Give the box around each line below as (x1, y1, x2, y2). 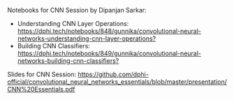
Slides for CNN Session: (7, 70, 77, 78)
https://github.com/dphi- (78, 70, 149, 78)
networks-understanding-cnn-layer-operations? (17, 34, 156, 43)
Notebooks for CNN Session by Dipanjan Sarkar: (7, 6, 147, 14)
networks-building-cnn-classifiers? (17, 57, 119, 65)
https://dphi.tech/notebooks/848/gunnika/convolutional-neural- (17, 27, 201, 35)
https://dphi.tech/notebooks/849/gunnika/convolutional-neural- (17, 49, 201, 57)
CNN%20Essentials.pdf (7, 85, 75, 93)
